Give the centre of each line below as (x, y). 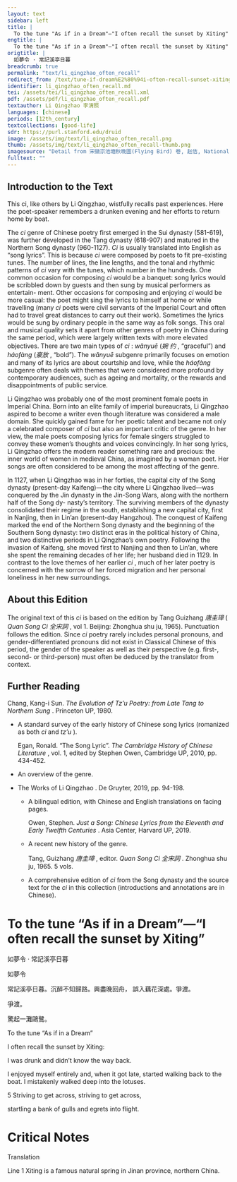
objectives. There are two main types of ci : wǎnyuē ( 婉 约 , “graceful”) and (116, 346)
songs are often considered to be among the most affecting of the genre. (113, 466)
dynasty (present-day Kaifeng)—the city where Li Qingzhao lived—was (110, 487)
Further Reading (44, 686)
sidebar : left (28, 20)
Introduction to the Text (60, 187)
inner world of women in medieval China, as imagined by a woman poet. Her (118, 459)
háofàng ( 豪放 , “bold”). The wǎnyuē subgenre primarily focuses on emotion (119, 354)
